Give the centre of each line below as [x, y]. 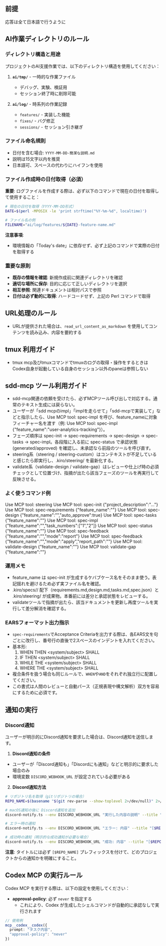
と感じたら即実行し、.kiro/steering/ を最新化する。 [64, 461]
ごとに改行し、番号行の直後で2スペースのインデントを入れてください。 [84, 641]
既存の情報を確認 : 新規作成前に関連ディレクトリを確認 [67, 277]
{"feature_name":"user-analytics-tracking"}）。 [60, 430]
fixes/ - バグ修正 [37, 121]
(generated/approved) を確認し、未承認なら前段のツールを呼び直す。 [83, 448]
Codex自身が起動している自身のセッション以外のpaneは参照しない [80, 368]
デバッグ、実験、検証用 [43, 87]
